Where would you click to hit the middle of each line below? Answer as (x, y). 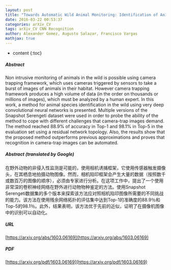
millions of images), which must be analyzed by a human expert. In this (80, 99)
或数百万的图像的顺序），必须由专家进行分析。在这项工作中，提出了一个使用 (84, 180)
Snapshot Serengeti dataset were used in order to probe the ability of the (82, 115)
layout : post (19, 10)
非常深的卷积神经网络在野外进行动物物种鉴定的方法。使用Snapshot (76, 187)
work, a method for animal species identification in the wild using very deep (85, 105)
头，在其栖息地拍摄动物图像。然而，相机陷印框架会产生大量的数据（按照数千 (85, 174)
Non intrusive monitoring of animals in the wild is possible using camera (81, 78)
